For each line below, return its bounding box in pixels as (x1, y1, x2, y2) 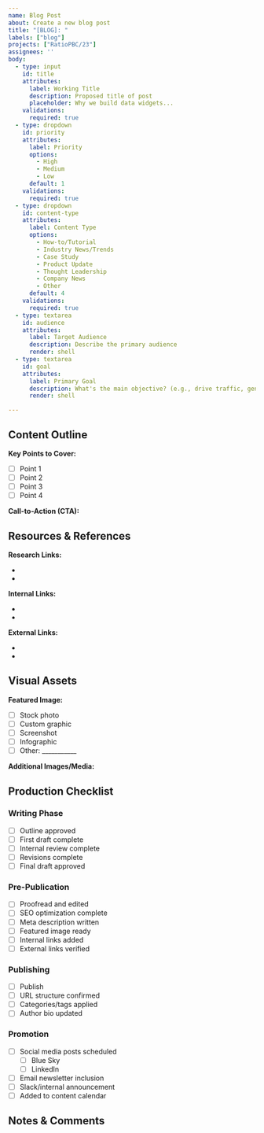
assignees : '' (8, 48, 55, 56)
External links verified (19, 943, 90, 953)
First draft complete (19, 835, 84, 844)
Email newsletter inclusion (19, 1073, 104, 1083)
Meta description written (19, 917, 100, 927)
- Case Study (36, 253, 79, 260)
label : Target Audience (28, 334, 108, 341)
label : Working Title (28, 84, 101, 93)
